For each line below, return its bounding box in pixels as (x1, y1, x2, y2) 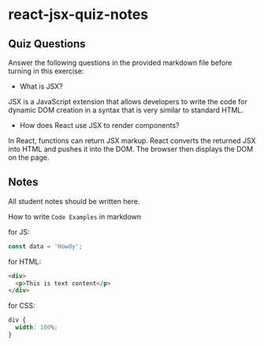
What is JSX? (19, 81, 63, 91)
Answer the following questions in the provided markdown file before (8, 58, 232, 67)
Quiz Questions (8, 37, 86, 51)
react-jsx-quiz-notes (8, 6, 149, 24)
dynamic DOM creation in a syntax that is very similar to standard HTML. (8, 105, 244, 115)
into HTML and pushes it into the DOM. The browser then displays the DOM (8, 145, 254, 153)
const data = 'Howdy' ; (8, 243, 83, 250)
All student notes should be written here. (8, 196, 140, 206)
